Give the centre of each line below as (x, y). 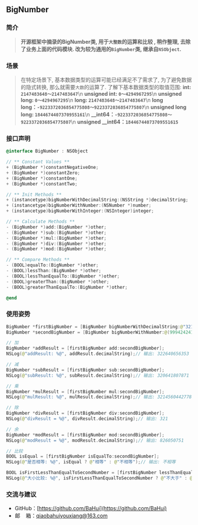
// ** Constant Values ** (38, 162)
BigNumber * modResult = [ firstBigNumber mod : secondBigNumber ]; (85, 435)
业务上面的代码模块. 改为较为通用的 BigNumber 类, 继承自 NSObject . (103, 49)
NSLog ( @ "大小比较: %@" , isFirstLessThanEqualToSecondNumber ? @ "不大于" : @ (99, 478)
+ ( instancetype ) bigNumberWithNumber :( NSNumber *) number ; (79, 206)
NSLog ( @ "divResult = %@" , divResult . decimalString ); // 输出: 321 (87, 419)
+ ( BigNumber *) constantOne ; (42, 178)
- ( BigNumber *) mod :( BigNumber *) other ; (57, 249)
